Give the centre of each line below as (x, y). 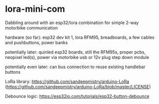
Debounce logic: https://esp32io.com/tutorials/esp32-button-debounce (77, 96)
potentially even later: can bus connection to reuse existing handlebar (75, 67)
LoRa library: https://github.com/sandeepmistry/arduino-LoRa (67, 81)
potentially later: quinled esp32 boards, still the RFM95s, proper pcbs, (75, 52)
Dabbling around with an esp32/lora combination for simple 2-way (72, 23)
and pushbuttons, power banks (36, 42)
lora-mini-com (35, 9)
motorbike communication (31, 27)
